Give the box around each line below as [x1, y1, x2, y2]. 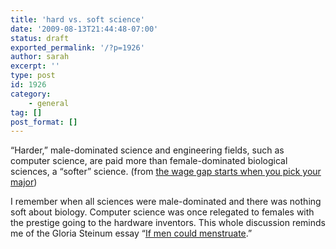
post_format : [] [10, 117, 78, 127]
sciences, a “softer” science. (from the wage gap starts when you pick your [10, 166, 322, 178]
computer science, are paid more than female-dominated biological [10, 155, 288, 167]
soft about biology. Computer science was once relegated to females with [10, 206, 315, 218]
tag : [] [10, 107, 43, 118]
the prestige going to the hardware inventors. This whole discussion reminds [10, 217, 326, 229]
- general [28, 98, 70, 108]
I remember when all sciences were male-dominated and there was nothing [10, 196, 322, 208]
